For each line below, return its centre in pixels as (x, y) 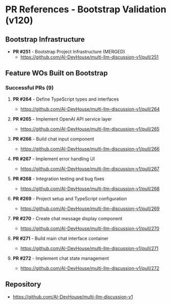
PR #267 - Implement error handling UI (54, 159)
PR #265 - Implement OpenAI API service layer (62, 119)
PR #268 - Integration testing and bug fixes (58, 179)
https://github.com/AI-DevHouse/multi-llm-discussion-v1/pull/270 (90, 228)
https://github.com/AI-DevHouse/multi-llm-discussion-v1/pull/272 (90, 268)
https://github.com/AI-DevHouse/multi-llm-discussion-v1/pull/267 (90, 168)
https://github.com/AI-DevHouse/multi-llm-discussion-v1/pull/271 (89, 248)
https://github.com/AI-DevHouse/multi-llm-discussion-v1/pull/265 (90, 129)
